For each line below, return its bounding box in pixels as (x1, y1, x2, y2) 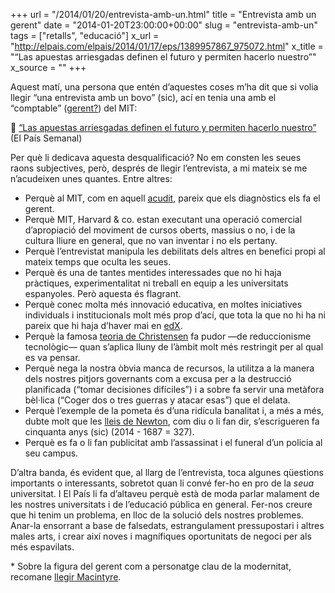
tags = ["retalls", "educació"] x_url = (10, 30, 160, 41)
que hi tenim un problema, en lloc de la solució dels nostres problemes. (10, 509, 304, 521)
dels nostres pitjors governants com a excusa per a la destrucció (24, 373, 292, 384)
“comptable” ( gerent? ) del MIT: (10, 102, 138, 114)
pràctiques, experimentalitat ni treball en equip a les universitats (24, 277, 289, 289)
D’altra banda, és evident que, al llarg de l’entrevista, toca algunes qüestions (10, 467, 324, 478)
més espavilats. (10, 541, 75, 553)
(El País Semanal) (10, 132, 83, 144)
